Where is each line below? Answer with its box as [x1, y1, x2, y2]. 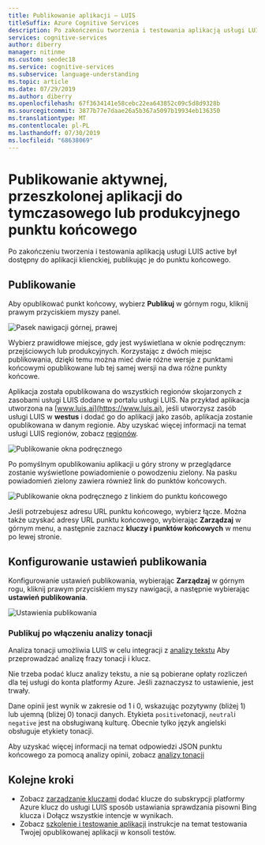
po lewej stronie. [8, 532, 62, 542]
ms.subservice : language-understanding [8, 70, 140, 78]
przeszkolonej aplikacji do [8, 187, 183, 205]
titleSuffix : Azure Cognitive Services [8, 19, 140, 27]
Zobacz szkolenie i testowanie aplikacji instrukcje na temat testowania [19, 819, 248, 829]
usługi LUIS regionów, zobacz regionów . [8, 429, 139, 438]
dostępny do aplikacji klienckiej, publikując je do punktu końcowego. [8, 255, 231, 265]
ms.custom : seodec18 [8, 56, 77, 64]
